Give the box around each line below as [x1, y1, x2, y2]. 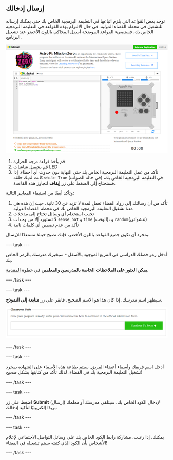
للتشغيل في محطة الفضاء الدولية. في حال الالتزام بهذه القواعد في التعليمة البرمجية [6, 23, 163, 29]
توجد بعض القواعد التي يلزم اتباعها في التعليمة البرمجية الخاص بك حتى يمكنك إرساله [6, 17, 165, 24]
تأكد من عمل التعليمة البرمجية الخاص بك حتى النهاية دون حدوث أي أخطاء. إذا [13, 169, 159, 175]
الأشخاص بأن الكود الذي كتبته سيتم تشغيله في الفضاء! [6, 439, 108, 446]
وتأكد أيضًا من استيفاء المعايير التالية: [6, 190, 74, 196]
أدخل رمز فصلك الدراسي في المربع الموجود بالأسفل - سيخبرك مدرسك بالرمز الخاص [6, 251, 167, 257]
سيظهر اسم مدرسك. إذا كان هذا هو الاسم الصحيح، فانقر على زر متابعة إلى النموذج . [6, 296, 162, 303]
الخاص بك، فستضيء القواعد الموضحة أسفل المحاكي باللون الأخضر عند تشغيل [6, 28, 153, 35]
